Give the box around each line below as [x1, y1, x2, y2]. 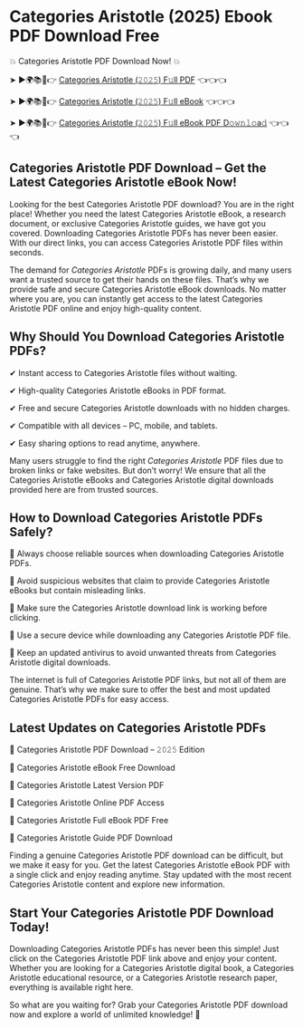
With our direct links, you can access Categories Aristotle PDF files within [9, 237, 283, 248]
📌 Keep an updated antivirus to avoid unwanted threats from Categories [9, 648, 277, 659]
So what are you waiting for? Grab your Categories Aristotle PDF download [9, 999, 288, 1010]
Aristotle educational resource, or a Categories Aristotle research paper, [9, 972, 278, 983]
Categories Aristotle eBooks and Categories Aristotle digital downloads [9, 474, 274, 486]
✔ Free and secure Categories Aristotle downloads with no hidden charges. [9, 402, 291, 413]
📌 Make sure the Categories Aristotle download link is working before [9, 602, 268, 613]
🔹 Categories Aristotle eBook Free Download [9, 763, 176, 774]
